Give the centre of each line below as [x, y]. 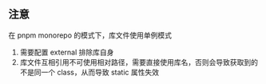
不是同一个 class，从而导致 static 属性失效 [89, 72]
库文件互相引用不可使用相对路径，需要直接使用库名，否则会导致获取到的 [139, 62]
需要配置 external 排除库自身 [67, 52]
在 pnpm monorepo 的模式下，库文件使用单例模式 [90, 35]
